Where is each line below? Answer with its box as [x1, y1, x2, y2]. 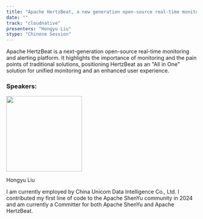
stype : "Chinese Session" [6, 31, 71, 37]
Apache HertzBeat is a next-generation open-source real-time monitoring [6, 48, 190, 55]
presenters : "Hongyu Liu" [6, 25, 71, 32]
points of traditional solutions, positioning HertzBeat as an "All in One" [6, 61, 180, 68]
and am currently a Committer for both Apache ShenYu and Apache [6, 201, 175, 208]
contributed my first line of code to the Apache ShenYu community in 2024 [6, 194, 193, 202]
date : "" [6, 14, 28, 21]
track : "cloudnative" [6, 20, 61, 26]
